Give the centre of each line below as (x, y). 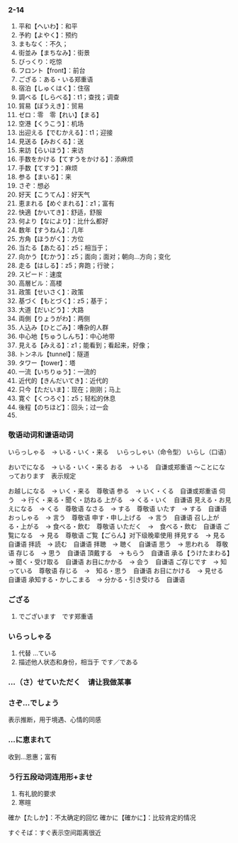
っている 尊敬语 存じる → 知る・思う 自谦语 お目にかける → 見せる (116, 570)
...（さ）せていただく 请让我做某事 (70, 682)
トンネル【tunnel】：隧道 (54, 354)
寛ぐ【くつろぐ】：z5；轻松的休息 (67, 398)
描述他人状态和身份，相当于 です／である (78, 662)
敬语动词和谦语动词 (41, 435)
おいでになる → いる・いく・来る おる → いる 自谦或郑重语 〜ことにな (117, 467)
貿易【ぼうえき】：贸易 (51, 106)
